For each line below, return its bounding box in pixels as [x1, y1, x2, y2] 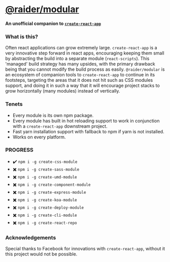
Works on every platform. [12, 134, 66, 140]
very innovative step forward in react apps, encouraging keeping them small [5, 50, 165, 56]
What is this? [5, 33, 38, 40]
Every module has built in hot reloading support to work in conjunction [12, 118, 160, 124]
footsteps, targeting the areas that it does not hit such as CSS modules [5, 77, 153, 83]
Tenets [5, 101, 23, 108]
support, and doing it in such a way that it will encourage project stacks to [5, 82, 160, 89]
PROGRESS [5, 147, 34, 154]
